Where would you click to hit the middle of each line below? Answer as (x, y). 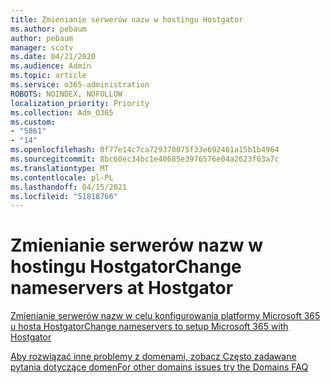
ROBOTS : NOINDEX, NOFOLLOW (66, 94)
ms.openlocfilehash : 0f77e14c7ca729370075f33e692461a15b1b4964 (145, 150)
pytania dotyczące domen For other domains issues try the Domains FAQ (159, 367)
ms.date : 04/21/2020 (53, 57)
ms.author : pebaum (48, 29)
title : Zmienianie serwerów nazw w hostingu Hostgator (127, 19)
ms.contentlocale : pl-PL (62, 177)
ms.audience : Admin (51, 66)
